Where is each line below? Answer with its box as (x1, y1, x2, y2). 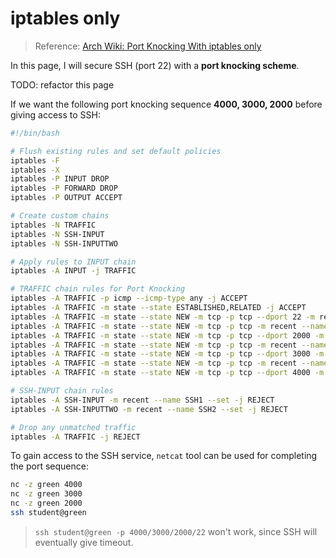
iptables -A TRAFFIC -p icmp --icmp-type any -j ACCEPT (10, 293, 248, 304)
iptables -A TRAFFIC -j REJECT (10, 432, 141, 442)
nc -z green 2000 (10, 498, 83, 509)
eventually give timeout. (34, 536, 134, 548)
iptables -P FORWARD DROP (10, 183, 118, 194)
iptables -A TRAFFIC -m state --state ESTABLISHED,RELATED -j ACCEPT (10, 303, 307, 313)
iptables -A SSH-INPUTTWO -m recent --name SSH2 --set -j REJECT (10, 404, 288, 414)
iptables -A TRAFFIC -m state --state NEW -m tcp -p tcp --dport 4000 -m (10, 368, 325, 378)
